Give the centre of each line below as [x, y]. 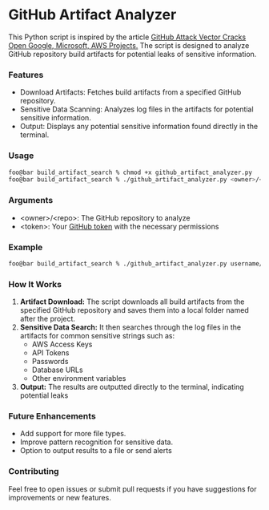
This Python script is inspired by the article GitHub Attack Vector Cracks [127, 37]
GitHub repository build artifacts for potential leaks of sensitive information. [132, 54]
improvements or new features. [60, 497]
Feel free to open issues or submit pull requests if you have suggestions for [132, 489]
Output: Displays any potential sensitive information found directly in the [139, 127]
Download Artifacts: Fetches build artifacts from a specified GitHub [130, 92]
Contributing [34, 472]
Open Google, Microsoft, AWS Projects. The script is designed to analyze [129, 45]
